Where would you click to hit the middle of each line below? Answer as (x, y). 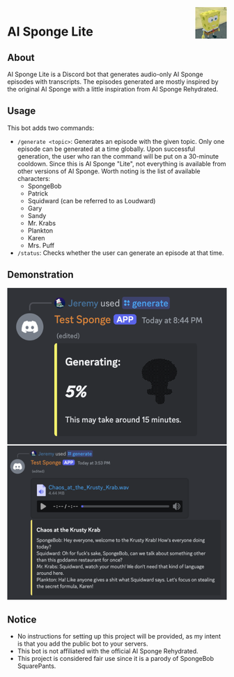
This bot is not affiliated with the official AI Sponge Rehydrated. (108, 651)
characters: (34, 178)
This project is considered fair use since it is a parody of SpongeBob (116, 659)
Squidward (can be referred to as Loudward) (92, 201)
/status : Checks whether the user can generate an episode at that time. (120, 253)
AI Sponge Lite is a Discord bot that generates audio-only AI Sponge (105, 74)
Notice (22, 619)
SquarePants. (37, 666)
